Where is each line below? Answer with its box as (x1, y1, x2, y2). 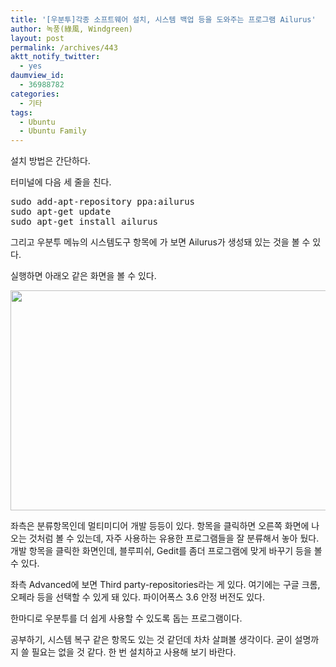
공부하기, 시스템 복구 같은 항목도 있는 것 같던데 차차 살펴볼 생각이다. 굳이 (10, 634, 293, 646)
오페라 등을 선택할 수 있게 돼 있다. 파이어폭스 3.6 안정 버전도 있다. (10, 591, 265, 603)
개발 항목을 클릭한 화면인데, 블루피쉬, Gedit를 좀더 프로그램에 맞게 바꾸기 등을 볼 (10, 545, 323, 557)
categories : (10, 89, 60, 99)
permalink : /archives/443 (10, 42, 118, 53)
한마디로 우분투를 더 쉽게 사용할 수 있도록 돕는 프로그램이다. (10, 612, 243, 625)
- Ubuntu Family (19, 126, 87, 136)
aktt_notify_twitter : (10, 52, 101, 62)
